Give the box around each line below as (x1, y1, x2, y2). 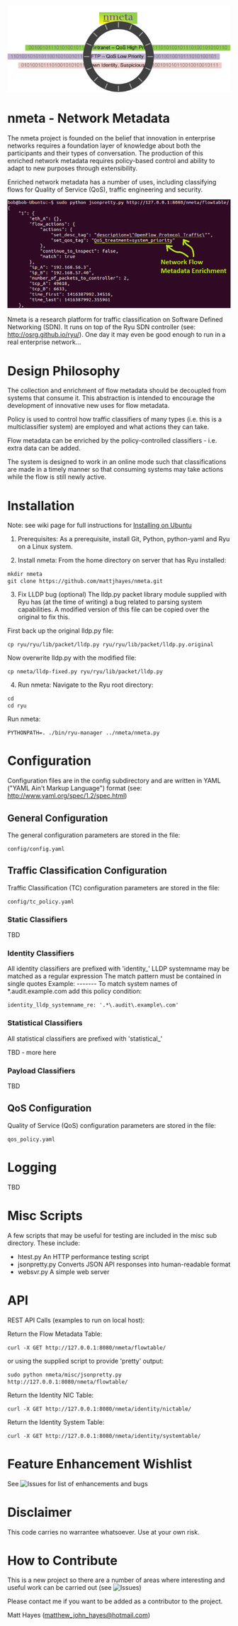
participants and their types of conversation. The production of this (7, 149, 203, 157)
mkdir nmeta (7, 570, 42, 578)
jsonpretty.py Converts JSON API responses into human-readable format (17, 1260, 231, 1268)
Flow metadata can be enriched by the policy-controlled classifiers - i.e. (7, 436, 217, 445)
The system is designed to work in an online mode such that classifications (7, 458, 227, 466)
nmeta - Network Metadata (7, 111, 170, 126)
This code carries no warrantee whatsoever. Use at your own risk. (7, 1527, 200, 1536)
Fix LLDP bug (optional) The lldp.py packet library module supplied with (17, 590, 227, 599)
